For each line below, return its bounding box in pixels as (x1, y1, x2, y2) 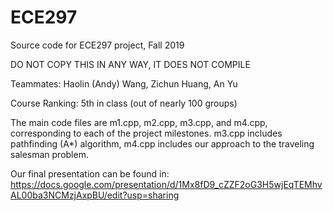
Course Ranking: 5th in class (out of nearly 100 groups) (10, 97, 238, 109)
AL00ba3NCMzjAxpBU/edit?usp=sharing (10, 189, 180, 201)
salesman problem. (10, 148, 89, 160)
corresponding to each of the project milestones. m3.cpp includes (10, 127, 283, 139)
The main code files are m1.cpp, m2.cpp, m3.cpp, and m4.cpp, (10, 116, 268, 128)
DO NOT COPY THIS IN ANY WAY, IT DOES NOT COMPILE (10, 58, 251, 70)
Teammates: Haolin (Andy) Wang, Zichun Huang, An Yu (10, 77, 238, 90)
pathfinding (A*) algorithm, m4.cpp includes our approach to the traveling (10, 137, 315, 150)
